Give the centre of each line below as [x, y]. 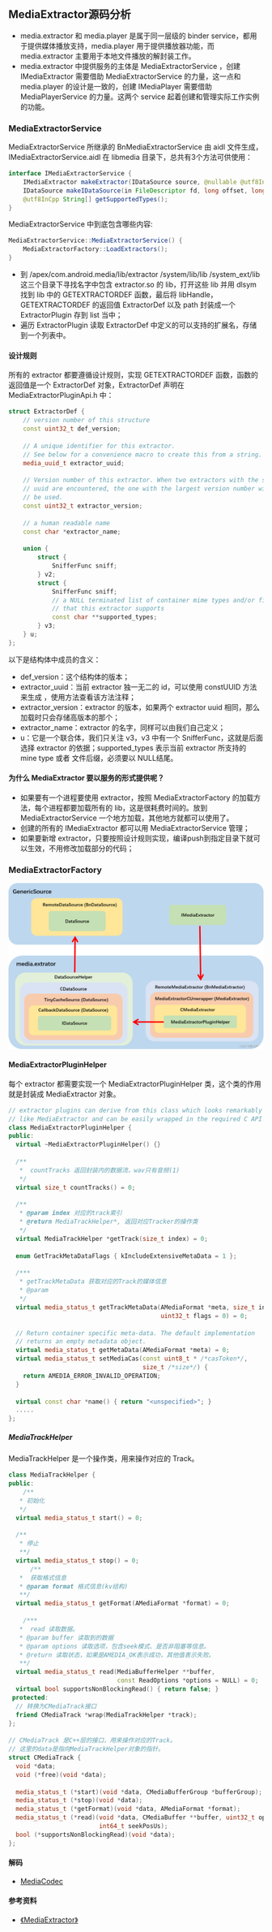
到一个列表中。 [45, 335]
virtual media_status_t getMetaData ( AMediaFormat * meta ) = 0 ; [123, 1351]
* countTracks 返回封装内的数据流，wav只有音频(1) [100, 1170]
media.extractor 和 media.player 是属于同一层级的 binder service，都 [135, 36]
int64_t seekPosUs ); [133, 1826]
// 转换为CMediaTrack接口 [56, 1706]
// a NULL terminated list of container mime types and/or [153, 600]
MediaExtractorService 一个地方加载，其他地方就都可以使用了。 [127, 818]
